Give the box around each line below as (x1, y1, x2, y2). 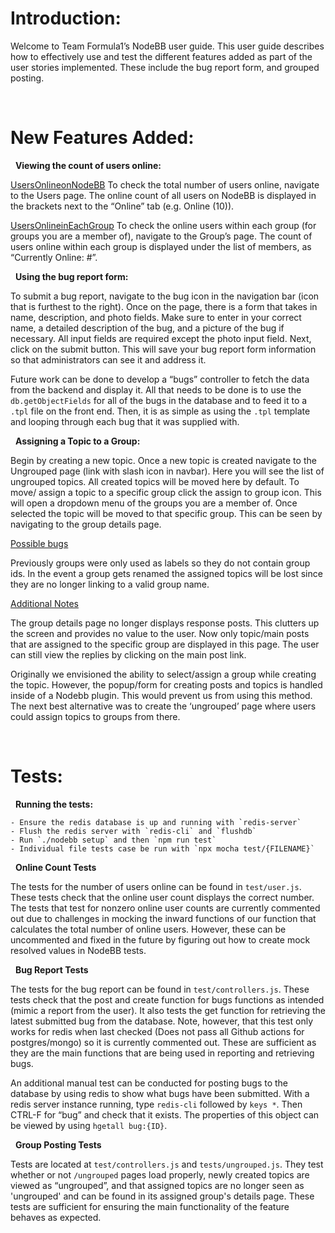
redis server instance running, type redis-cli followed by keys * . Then (10, 1098, 303, 1110)
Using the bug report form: (14, 270, 129, 282)
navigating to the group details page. (10, 518, 162, 530)
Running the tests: (14, 798, 94, 810)
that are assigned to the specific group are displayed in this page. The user (10, 638, 320, 650)
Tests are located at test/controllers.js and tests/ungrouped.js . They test (10, 1158, 324, 1170)
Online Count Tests (14, 861, 97, 873)
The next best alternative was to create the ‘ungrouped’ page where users (10, 700, 317, 712)
